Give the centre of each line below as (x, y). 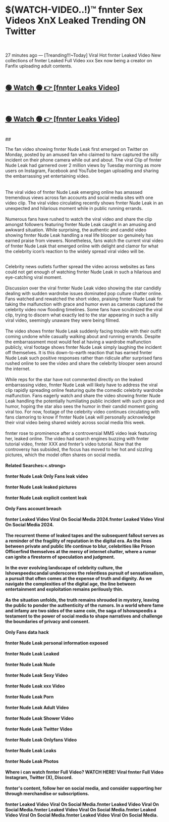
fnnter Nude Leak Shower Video (40, 718)
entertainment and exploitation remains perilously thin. (64, 589)
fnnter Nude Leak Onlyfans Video (41, 739)
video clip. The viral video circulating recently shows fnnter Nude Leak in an (84, 203)
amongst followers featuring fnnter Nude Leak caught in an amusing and (81, 224)
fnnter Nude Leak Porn (30, 696)
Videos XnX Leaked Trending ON (76, 20)
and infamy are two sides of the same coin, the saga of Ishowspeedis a (81, 610)
